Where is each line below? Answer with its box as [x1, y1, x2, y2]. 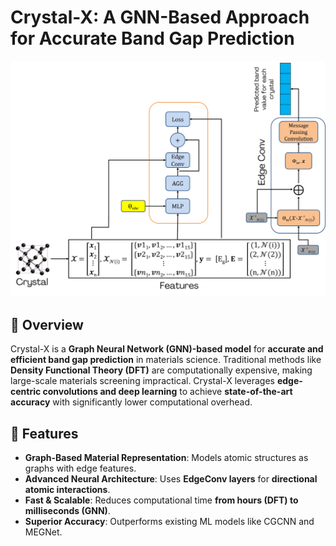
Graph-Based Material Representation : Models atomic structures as [24, 452, 309, 464]
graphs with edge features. [24, 462, 137, 475]
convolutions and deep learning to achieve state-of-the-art [42, 386, 293, 398]
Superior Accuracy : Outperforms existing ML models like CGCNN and [24, 516, 315, 528]
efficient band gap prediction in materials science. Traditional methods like [10, 354, 322, 366]
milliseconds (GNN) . [24, 505, 111, 517]
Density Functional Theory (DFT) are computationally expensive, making [10, 364, 313, 376]
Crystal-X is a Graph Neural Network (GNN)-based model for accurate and [10, 343, 324, 355]
